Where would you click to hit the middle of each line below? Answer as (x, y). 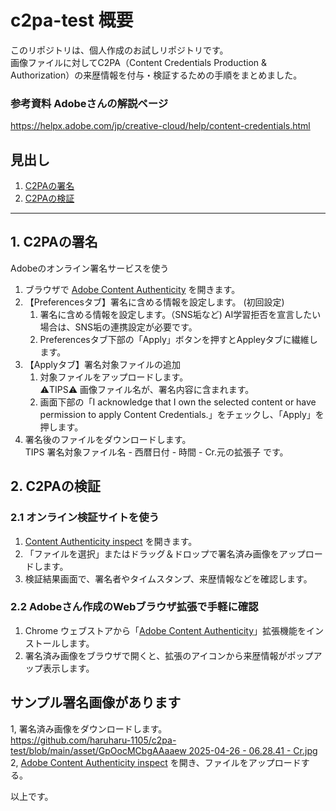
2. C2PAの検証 (55, 486)
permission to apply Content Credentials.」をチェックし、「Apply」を (182, 414)
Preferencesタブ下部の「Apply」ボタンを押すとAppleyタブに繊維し (178, 339)
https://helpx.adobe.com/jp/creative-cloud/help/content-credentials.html (160, 126)
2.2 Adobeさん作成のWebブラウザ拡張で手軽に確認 (134, 607)
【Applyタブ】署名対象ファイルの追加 (102, 364)
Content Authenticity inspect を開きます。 (111, 541)
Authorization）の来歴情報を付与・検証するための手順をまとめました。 (156, 75)
